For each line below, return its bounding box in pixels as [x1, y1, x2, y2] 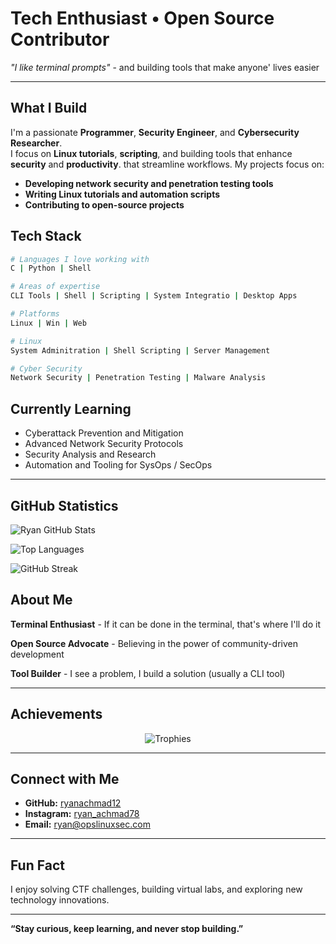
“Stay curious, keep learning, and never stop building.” [10, 923, 244, 935]
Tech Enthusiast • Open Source [10, 7, 275, 30]
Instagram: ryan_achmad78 [24, 808, 140, 820]
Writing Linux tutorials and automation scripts [24, 188, 221, 200]
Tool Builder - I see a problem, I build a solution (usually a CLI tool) [10, 667, 286, 679]
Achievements [10, 706, 103, 723]
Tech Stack [10, 228, 82, 245]
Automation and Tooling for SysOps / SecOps [24, 459, 213, 471]
